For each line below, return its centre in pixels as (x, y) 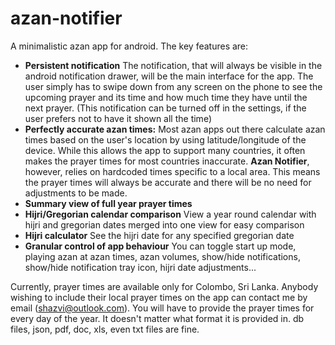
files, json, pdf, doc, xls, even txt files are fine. (105, 329)
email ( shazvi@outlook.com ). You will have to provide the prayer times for (162, 308)
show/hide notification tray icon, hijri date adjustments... (140, 267)
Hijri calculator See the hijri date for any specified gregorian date (159, 235)
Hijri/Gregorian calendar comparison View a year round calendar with (170, 214)
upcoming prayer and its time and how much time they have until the (166, 97)
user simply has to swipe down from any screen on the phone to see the (173, 86)
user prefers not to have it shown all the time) (118, 118)
